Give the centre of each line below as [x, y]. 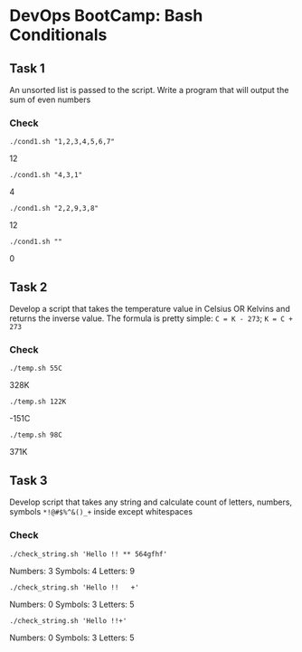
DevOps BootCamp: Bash [106, 16]
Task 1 [27, 68]
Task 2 [28, 287]
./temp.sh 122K [38, 402]
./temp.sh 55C [36, 369]
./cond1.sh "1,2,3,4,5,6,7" [62, 142]
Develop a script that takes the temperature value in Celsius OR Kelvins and [150, 309]
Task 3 [28, 480]
